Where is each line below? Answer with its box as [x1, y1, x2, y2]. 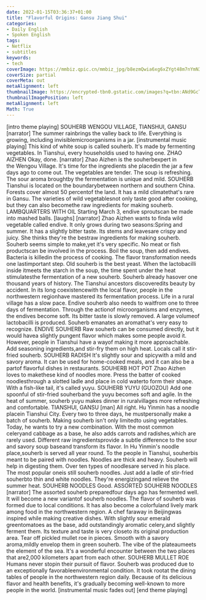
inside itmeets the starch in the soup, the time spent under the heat [6, 267, 176, 274]
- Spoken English [6, 32, 51, 38]
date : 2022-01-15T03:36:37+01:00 [6, 9, 92, 15]
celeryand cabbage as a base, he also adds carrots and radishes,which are [6, 429, 196, 437]
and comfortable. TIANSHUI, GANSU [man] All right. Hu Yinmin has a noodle [6, 403, 199, 411]
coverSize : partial [6, 72, 56, 78]
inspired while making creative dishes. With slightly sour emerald [6, 514, 170, 522]
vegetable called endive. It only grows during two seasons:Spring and [6, 220, 183, 228]
